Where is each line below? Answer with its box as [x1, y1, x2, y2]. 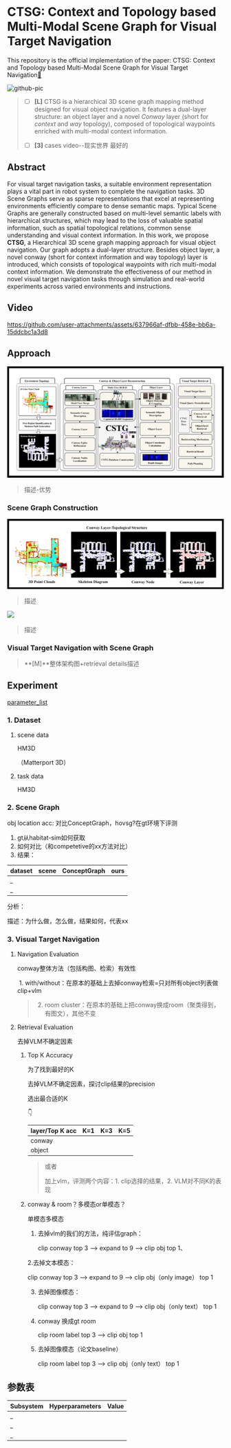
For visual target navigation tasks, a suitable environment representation [7, 179, 212, 188]
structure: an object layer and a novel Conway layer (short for [34, 113, 209, 120]
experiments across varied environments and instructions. [7, 282, 172, 290]
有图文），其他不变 [44, 1009, 96, 1018]
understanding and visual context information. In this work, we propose [7, 231, 209, 239]
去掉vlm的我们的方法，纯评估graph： [37, 1229, 143, 1238]
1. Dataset [7, 715, 41, 725]
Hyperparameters [49, 1402, 102, 1410]
